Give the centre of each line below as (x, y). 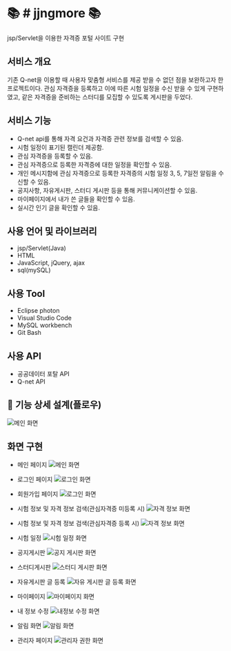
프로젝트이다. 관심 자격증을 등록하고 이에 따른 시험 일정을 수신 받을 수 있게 (106, 88)
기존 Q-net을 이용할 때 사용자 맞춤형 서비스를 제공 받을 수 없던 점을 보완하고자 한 (115, 79)
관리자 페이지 (35, 640)
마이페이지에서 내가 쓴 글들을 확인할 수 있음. (76, 199)
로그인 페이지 (35, 479)
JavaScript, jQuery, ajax (51, 263)
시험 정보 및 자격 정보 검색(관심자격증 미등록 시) (81, 508)
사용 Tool (26, 293)
